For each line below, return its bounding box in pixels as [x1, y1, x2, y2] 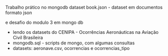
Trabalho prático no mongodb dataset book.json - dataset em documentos [5, 5, 163, 10]
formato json [5, 10, 32, 16]
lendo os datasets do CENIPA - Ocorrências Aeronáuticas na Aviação [12, 29, 159, 35]
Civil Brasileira [12, 35, 44, 40]
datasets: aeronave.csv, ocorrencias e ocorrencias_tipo [12, 45, 130, 51]
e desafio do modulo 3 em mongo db [5, 20, 83, 25]
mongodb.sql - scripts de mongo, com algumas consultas [12, 40, 135, 46]
